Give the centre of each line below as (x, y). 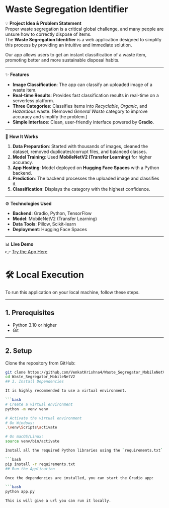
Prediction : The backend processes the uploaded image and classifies (86, 178)
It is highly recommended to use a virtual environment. (66, 391)
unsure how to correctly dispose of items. (48, 34)
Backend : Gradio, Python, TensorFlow (52, 213)
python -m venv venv (27, 409)
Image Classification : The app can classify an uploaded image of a (82, 85)
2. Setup (19, 351)
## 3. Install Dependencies (35, 382)
